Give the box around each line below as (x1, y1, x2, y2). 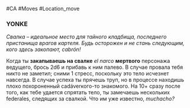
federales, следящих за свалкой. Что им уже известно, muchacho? (6, 95, 175, 103)
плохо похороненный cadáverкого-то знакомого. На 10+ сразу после (6, 82, 181, 90)
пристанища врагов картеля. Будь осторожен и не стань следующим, (6, 40, 185, 47)
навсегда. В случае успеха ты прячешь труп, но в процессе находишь (6, 77, 185, 84)
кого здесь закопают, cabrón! (6, 46, 81, 53)
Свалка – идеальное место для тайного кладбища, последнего (6, 33, 167, 40)
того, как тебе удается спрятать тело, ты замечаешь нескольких (6, 89, 170, 96)
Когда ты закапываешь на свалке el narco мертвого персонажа (6, 58, 170, 65)
